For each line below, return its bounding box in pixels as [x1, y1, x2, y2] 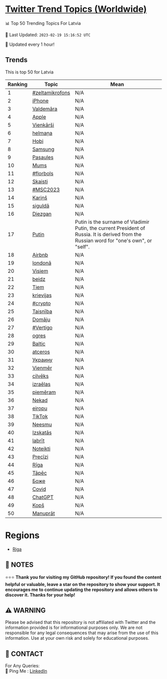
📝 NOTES [5, 561, 34, 569]
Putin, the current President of [75, 225, 146, 232]
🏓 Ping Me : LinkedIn [5, 668, 47, 674]
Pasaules [32, 154, 54, 161]
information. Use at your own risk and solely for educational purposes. [5, 635, 150, 641]
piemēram [32, 389, 56, 396]
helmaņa [32, 129, 53, 136]
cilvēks [32, 372, 49, 379]
